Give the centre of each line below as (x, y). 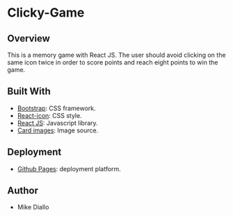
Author (23, 191)
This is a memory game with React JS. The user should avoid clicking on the (116, 55)
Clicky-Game (46, 13)
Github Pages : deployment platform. (69, 168)
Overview (29, 38)
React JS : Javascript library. (58, 123)
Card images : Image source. (58, 130)
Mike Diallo (33, 207)
